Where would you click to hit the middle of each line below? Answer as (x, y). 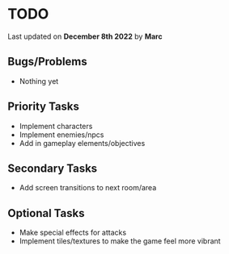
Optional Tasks (46, 213)
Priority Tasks (44, 107)
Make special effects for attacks (73, 233)
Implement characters (56, 126)
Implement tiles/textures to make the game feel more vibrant (120, 241)
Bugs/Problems (48, 62)
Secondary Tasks (53, 168)
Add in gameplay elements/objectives (82, 143)
